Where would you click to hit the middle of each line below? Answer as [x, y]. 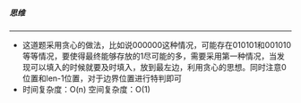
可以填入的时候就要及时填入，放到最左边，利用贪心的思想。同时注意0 [158, 67]
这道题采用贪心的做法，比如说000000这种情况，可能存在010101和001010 [157, 44]
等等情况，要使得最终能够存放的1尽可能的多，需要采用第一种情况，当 [150, 56]
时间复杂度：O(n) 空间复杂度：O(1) [86, 89]
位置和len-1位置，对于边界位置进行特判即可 [102, 78]
